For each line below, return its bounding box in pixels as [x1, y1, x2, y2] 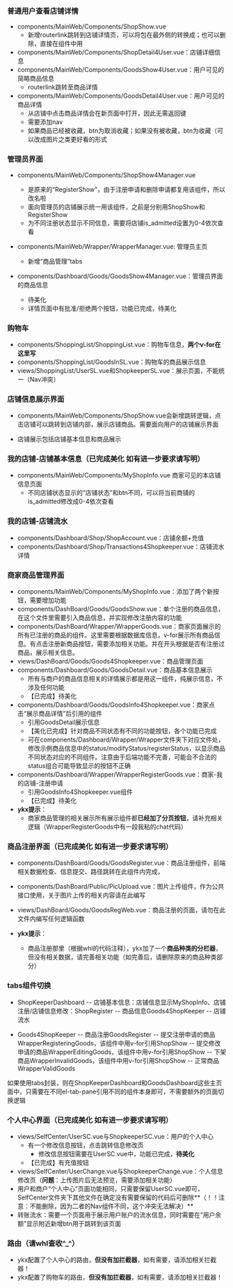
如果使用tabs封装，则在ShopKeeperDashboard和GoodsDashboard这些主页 [7, 1078, 223, 1087]
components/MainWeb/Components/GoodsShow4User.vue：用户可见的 [17, 66, 225, 74]
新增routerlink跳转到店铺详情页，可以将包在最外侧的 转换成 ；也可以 [27, 31, 220, 39]
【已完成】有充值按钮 [27, 1158, 89, 1167]
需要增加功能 [29, 596, 67, 604]
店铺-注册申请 [23, 779, 64, 788]
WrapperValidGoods [17, 1064, 76, 1073]
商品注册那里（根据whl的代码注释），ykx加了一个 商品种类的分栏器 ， [27, 944, 222, 953]
